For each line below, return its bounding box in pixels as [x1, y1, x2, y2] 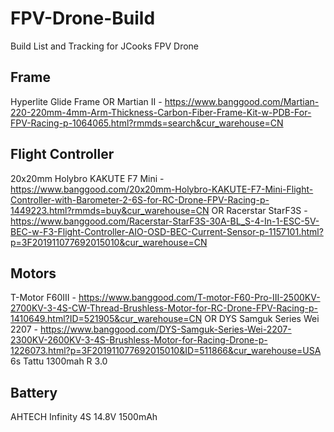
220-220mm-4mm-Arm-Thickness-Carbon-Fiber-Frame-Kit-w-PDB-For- [10, 106, 312, 118]
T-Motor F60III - [10, 292, 77, 304]
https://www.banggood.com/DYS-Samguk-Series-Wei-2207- [39, 323, 292, 336]
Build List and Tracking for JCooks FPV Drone [10, 40, 199, 52]
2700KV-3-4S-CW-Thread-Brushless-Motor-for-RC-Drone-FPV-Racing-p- [10, 302, 319, 314]
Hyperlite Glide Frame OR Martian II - [10, 95, 163, 107]
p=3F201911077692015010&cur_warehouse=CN [10, 236, 208, 248]
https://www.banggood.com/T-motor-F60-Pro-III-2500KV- [78, 292, 321, 304]
